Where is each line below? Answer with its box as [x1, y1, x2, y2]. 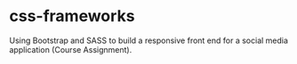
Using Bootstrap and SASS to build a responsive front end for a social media [9, 35, 289, 46]
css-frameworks [9, 6, 135, 26]
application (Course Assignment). [9, 44, 132, 54]
